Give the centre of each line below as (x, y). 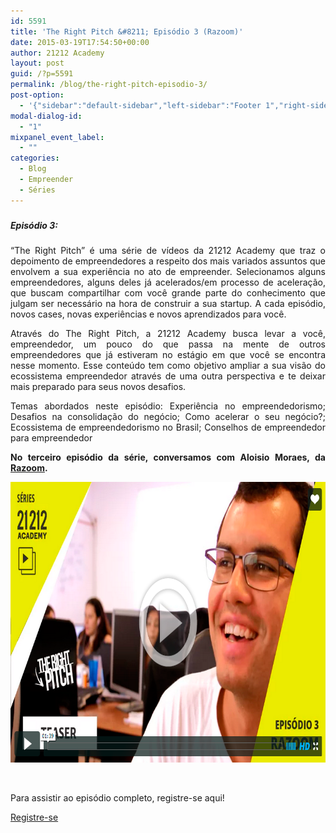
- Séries (37, 190)
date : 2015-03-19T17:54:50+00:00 (80, 42)
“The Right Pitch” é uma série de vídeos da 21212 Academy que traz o (168, 251)
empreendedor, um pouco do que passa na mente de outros (168, 344)
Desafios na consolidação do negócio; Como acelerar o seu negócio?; (168, 417)
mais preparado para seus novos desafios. (98, 387)
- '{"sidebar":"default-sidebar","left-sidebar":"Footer (140, 105)
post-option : (37, 95)
